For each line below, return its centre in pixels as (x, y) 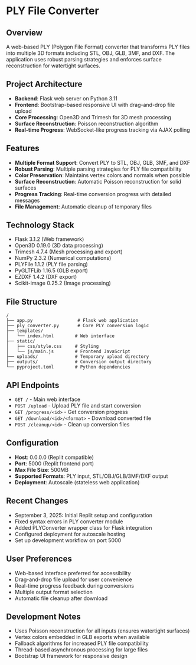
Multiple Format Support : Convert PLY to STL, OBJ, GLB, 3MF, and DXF (102, 162)
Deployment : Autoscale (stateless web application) (77, 482)
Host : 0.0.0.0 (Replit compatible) (54, 457)
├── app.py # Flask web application (72, 321)
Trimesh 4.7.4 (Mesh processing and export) (68, 252)
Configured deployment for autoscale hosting (70, 534)
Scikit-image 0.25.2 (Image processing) (63, 283)
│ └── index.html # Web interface (61, 336)
